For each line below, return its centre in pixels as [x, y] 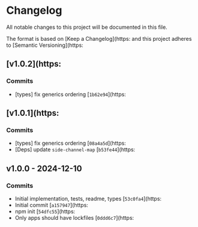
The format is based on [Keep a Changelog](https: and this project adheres [99, 38]
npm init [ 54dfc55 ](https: [45, 211]
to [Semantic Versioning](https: [45, 45]
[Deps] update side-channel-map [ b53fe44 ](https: [75, 150]
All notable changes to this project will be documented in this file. [87, 27]
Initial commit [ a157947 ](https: [52, 205]
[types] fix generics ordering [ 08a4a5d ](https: [70, 143]
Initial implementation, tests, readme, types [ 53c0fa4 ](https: [88, 198]
